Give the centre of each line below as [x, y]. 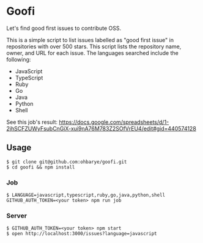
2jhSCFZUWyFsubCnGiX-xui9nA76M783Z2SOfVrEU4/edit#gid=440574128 [102, 128]
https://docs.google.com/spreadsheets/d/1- [114, 122]
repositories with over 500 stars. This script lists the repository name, [94, 46]
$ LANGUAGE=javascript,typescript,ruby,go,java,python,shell [86, 195]
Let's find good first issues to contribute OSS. [64, 28]
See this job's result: [32, 122]
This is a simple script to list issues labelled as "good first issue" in [90, 40]
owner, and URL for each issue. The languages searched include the [92, 53]
